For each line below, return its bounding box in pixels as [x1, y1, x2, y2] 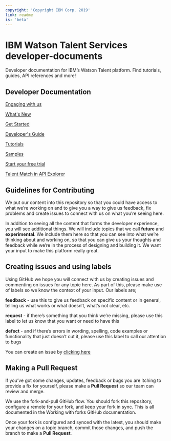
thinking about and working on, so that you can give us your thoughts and [5, 236, 161, 243]
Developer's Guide [5, 131, 45, 137]
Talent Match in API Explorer [5, 171, 66, 177]
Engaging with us [5, 101, 42, 107]
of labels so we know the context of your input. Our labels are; [5, 287, 137, 293]
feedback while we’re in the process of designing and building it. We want [5, 242, 161, 248]
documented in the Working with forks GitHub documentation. [5, 409, 137, 415]
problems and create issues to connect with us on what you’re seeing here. [5, 210, 164, 216]
